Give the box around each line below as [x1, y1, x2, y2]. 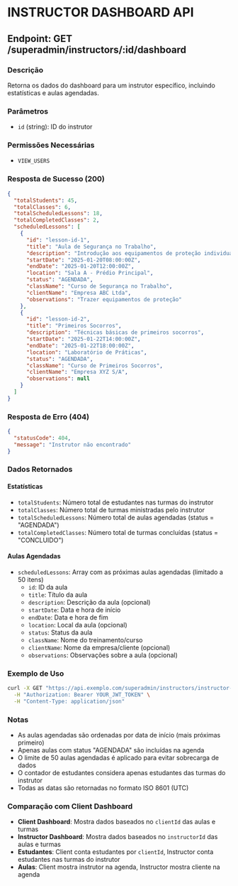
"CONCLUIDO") [17, 536, 64, 544]
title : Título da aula [28, 590, 88, 599]
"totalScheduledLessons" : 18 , [13, 210, 103, 217]
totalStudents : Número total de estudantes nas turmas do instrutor [17, 498, 214, 507]
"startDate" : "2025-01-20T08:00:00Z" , [25, 256, 141, 264]
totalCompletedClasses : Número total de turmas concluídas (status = [17, 528, 218, 536]
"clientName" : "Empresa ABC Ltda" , [25, 289, 132, 296]
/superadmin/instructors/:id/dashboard [7, 43, 186, 55]
